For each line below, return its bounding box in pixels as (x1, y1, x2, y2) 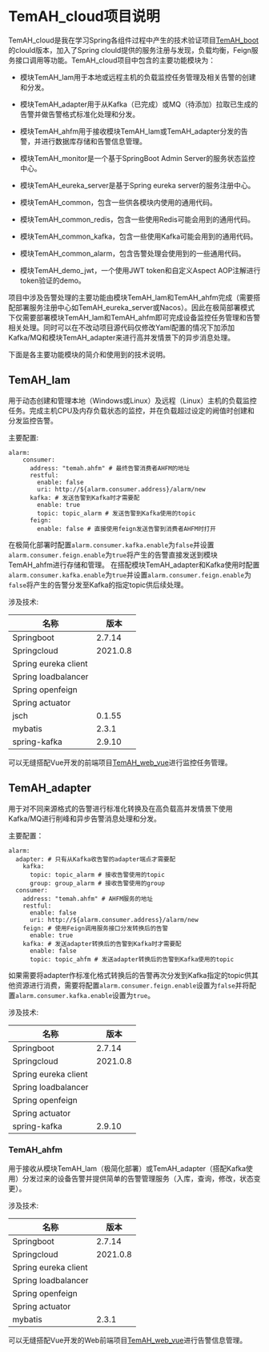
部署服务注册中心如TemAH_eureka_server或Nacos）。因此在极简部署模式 (14, 302, 255, 312)
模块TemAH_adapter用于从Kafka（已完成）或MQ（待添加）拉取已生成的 (19, 99, 259, 109)
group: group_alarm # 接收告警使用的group (29, 879, 166, 887)
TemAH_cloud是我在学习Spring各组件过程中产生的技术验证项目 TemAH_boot (8, 35, 259, 45)
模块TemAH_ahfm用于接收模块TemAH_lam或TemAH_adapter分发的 (19, 126, 242, 136)
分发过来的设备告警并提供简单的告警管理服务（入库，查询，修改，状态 (22, 1173, 254, 1183)
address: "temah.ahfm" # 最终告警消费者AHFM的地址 (29, 464, 191, 473)
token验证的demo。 (19, 276, 86, 285)
